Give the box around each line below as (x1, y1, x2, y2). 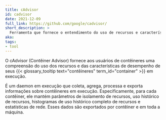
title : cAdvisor (5, 7, 39, 12)
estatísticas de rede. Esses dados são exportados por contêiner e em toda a (5, 104, 161, 110)
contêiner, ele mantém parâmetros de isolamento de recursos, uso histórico (5, 93, 160, 99)
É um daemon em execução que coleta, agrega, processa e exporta (5, 82, 143, 89)
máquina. (5, 109, 24, 115)
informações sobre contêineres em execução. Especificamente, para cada (5, 88, 157, 94)
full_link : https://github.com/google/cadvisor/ (5, 21, 107, 26)
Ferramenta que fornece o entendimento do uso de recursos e (9, 30, 138, 35)
